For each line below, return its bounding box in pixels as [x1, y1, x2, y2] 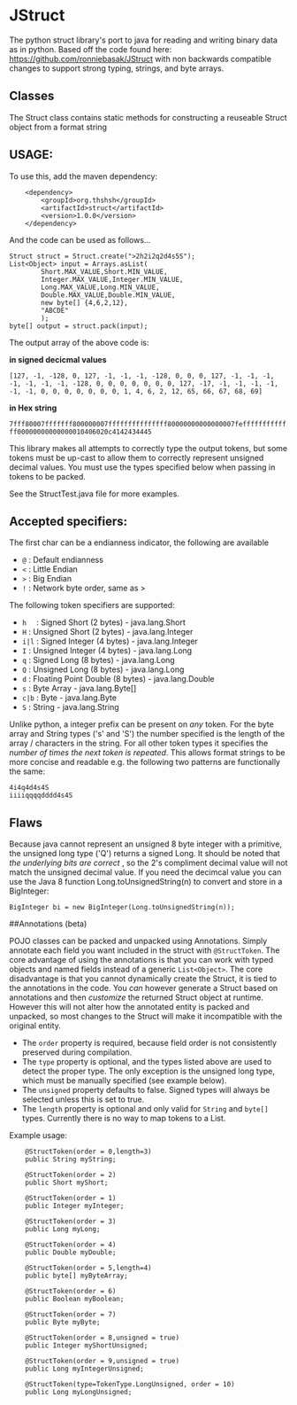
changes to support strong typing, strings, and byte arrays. [9, 63, 225, 74]
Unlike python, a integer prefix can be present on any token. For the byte [9, 719, 274, 730]
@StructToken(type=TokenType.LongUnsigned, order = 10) [25, 1380, 236, 1389]
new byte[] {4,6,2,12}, [41, 298, 128, 307]
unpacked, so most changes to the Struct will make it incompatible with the [9, 1011, 283, 1022]
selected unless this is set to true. [21, 1094, 145, 1104]
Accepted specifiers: [9, 513, 128, 528]
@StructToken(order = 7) [25, 1310, 117, 1319]
